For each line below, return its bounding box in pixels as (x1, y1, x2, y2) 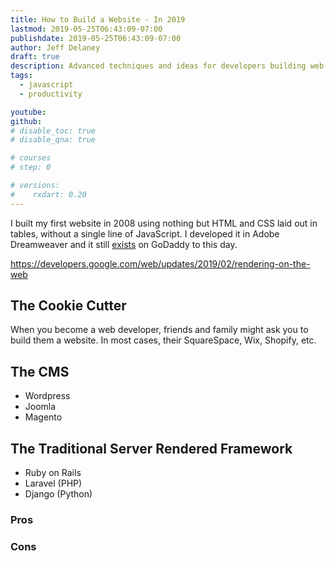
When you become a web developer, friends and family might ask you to (10, 324, 309, 336)
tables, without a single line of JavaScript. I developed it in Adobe (10, 227, 280, 240)
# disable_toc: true (10, 126, 97, 136)
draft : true (10, 52, 60, 62)
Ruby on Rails (24, 467, 82, 479)
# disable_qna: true (10, 135, 97, 145)
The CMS (10, 363, 70, 380)
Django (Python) (24, 488, 93, 500)
